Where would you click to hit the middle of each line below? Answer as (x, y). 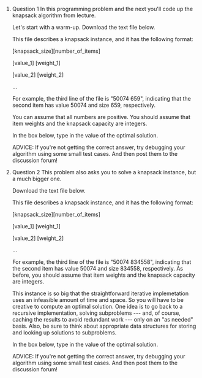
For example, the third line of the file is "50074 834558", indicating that (102, 262)
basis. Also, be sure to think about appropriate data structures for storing (104, 326)
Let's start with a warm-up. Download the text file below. (84, 27)
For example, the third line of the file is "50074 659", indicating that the (101, 98)
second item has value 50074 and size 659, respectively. (84, 105)
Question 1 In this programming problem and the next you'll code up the (103, 9)
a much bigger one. (37, 179)
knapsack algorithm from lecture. (54, 15)
